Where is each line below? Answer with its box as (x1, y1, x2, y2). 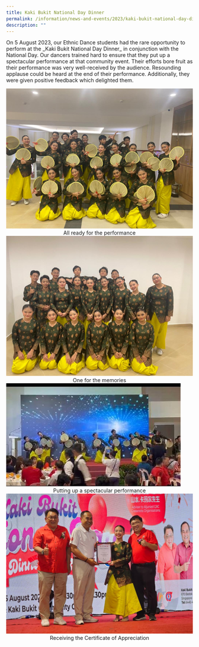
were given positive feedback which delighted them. (6, 77, 134, 84)
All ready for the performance (63, 229, 136, 236)
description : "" (6, 22, 46, 28)
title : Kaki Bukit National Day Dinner (6, 9, 105, 15)
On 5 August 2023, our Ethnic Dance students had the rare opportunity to (6, 39, 185, 46)
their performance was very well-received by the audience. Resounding (6, 64, 182, 71)
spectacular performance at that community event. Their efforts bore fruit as (6, 58, 193, 65)
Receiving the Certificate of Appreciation (50, 635, 149, 642)
